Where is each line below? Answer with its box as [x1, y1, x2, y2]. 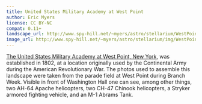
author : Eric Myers [6, 14, 55, 20]
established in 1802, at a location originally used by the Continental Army [6, 59, 187, 66]
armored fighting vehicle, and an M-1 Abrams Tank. [6, 91, 133, 98]
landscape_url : [6, 31, 44, 37]
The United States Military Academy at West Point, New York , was [6, 53, 170, 60]
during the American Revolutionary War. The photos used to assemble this [6, 66, 191, 72]
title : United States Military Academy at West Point [6, 8, 144, 15]
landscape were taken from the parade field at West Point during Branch [6, 72, 185, 79]
